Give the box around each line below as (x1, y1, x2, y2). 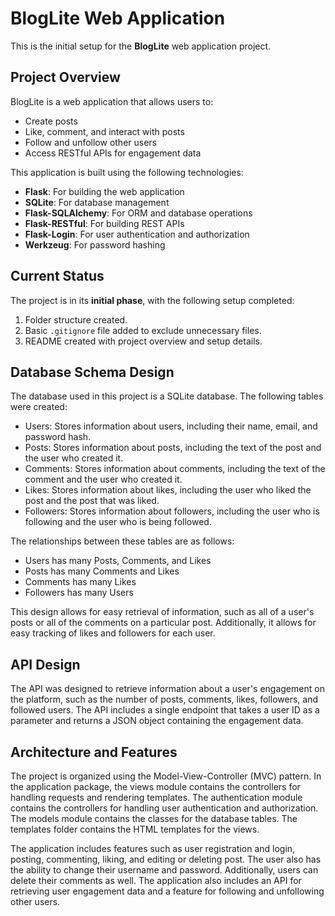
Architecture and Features (10, 743, 178, 761)
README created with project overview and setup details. (24, 335, 263, 347)
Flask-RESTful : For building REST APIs (24, 217, 185, 229)
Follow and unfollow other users (24, 136, 158, 148)
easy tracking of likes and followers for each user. (10, 627, 216, 639)
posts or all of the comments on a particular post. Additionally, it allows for (10, 617, 317, 629)
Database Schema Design (10, 363, 175, 381)
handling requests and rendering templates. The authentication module (10, 792, 303, 803)
